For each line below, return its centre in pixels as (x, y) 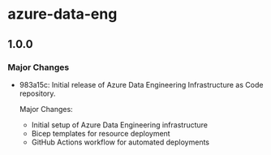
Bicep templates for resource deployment (101, 133)
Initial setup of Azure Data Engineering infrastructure (120, 125)
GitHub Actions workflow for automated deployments (120, 142)
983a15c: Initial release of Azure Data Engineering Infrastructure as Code (141, 84)
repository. (37, 93)
